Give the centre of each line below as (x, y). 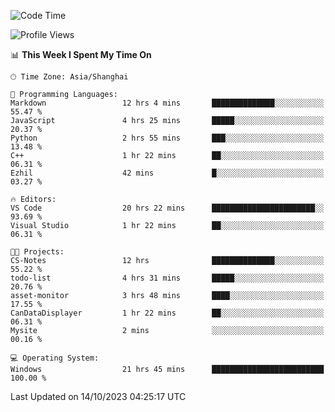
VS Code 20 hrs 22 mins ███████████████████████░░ (167, 208)
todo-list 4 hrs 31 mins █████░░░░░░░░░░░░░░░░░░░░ (167, 278)
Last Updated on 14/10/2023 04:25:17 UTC (98, 396)
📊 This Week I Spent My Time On (81, 54)
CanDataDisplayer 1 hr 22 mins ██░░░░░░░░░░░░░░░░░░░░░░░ (167, 313)
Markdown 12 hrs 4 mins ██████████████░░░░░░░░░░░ (167, 103)
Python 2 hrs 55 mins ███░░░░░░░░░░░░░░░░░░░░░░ (167, 138)
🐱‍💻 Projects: (37, 252)
